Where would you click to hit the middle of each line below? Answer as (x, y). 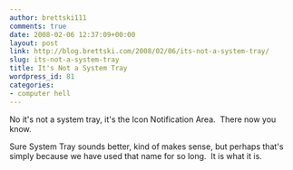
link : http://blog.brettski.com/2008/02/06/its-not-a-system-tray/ (140, 52)
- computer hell (40, 93)
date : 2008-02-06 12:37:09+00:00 (73, 34)
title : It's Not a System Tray (68, 69)
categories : (32, 85)
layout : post (34, 43)
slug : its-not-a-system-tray (64, 60)
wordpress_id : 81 (42, 77)
